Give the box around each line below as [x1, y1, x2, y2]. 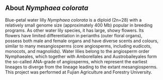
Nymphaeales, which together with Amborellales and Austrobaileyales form [5, 53, 157, 59]
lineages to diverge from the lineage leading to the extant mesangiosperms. [5, 64, 158, 70]
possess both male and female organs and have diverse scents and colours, [5, 38, 159, 44]
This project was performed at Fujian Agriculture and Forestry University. [5, 69, 153, 75]
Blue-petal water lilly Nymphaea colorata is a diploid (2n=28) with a [5, 17, 142, 23]
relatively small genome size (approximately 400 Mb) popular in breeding [5, 22, 153, 28]
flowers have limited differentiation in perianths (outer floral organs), [5, 32, 143, 38]
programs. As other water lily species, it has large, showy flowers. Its [5, 27, 144, 33]
